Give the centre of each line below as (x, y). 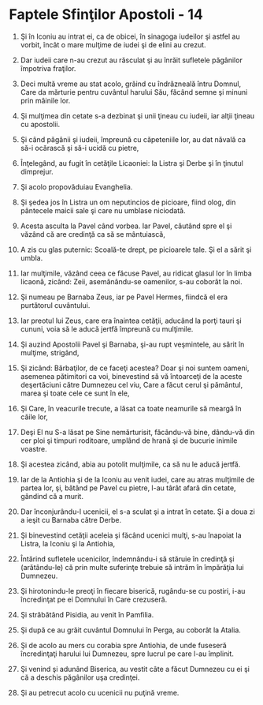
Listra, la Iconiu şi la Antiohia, (68, 543)
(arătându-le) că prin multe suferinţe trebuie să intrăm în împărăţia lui (132, 567)
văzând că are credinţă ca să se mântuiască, (93, 234)
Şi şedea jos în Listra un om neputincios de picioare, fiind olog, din (128, 202)
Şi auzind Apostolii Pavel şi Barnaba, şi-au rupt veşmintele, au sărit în (132, 344)
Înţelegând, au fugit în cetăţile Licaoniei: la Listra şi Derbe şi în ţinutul (131, 163)
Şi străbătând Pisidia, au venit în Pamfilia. (87, 614)
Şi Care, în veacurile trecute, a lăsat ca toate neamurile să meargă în (131, 408)
